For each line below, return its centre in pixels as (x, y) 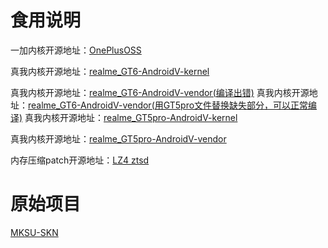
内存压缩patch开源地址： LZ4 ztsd (80, 160)
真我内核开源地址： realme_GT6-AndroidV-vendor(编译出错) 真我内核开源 (160, 92)
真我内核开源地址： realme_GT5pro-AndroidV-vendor (118, 138)
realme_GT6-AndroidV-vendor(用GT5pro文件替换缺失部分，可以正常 (168, 105)
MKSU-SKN (34, 232)
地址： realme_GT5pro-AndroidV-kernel (157, 117)
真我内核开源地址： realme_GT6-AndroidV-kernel (110, 71)
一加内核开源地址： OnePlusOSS (76, 50)
